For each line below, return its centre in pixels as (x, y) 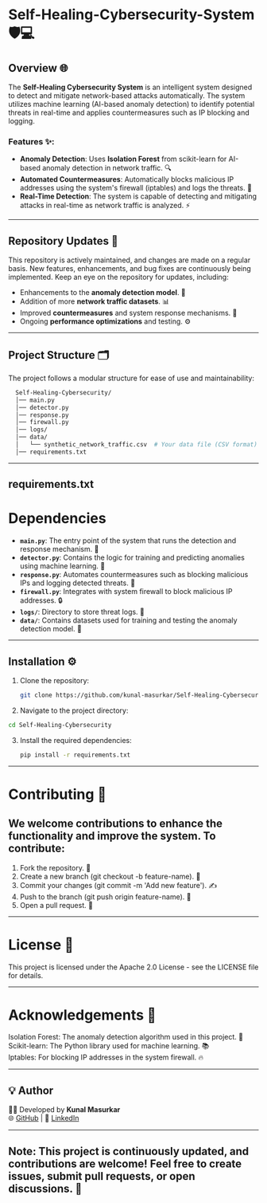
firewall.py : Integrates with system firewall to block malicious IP (126, 592)
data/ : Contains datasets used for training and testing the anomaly (128, 620)
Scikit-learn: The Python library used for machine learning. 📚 (109, 1046)
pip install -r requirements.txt (75, 755)
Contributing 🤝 (58, 794)
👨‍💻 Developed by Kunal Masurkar (64, 1110)
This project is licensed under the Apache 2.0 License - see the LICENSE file (133, 967)
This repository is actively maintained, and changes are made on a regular (130, 260)
